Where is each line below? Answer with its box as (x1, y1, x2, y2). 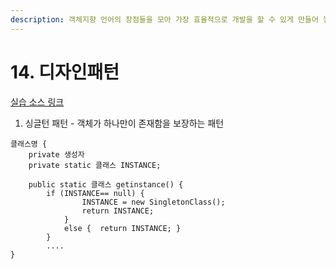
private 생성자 (28, 149, 85, 160)
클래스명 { (10, 139, 48, 149)
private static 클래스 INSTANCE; (28, 160, 162, 170)
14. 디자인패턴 (10, 61, 120, 83)
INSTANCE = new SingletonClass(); (81, 197, 226, 207)
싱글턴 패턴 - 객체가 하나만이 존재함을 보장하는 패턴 (24, 117, 225, 129)
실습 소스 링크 (10, 96, 65, 108)
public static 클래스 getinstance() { (28, 179, 184, 190)
